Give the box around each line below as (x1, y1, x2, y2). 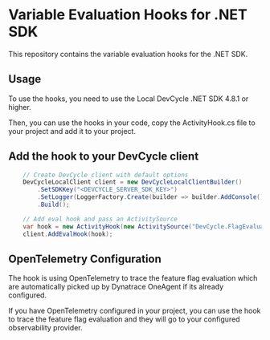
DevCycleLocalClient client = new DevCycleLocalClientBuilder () (22, 178, 243, 186)
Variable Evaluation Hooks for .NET (8, 6, 247, 24)
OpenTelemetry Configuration (8, 252, 162, 265)
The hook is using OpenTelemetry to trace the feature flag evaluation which (8, 273, 258, 283)
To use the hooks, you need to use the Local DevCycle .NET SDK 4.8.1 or (8, 94, 249, 103)
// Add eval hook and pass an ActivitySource (22, 215, 178, 223)
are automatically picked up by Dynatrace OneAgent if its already (8, 282, 224, 292)
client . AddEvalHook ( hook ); (22, 230, 113, 238)
